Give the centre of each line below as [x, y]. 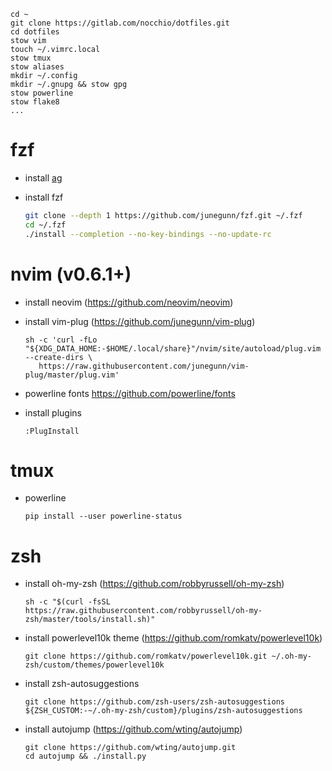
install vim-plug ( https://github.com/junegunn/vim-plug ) [140, 321]
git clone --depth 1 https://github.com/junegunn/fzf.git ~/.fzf [163, 215]
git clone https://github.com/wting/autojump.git [130, 748]
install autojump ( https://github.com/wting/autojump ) [133, 729]
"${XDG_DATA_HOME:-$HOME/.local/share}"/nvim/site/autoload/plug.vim [173, 348]
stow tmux [31, 58]
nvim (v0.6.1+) [71, 274]
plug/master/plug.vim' [72, 375]
